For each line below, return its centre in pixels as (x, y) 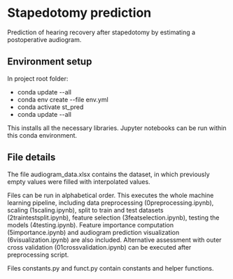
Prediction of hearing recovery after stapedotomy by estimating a (101, 32)
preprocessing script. (38, 255)
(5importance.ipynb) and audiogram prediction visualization (93, 232)
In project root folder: (38, 78)
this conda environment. (42, 135)
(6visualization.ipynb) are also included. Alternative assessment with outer (114, 240)
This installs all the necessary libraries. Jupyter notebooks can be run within (117, 128)
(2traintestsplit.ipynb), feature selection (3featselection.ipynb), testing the (113, 217)
